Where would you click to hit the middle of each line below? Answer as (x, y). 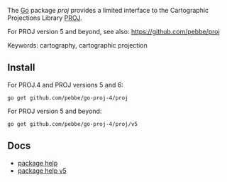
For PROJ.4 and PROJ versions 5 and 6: (66, 85)
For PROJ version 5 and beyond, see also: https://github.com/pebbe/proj (113, 32)
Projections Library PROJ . (45, 18)
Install (21, 68)
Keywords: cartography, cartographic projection (77, 45)
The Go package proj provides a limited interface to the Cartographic (108, 10)
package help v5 (42, 171)
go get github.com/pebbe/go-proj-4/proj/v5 (73, 124)
